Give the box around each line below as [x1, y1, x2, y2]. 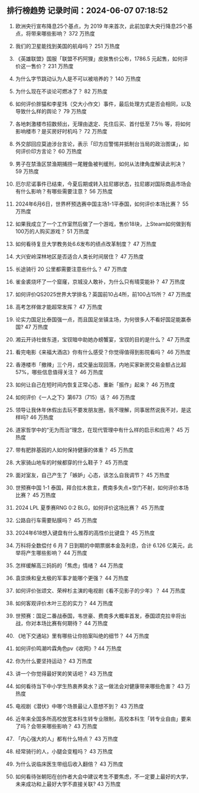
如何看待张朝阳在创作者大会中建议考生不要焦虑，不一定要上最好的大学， [15, 773, 191, 780]
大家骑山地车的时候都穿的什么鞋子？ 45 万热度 [15, 459, 129, 466]
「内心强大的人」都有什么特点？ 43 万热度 [15, 735, 119, 742]
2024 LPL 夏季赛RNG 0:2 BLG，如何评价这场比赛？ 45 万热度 [15, 504, 165, 511]
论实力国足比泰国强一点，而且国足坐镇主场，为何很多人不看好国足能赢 [15, 316, 187, 323]
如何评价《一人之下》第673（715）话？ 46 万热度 [15, 394, 136, 401]
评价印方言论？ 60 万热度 [20, 148, 82, 155]
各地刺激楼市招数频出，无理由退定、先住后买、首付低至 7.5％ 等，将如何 [15, 120, 191, 127]
